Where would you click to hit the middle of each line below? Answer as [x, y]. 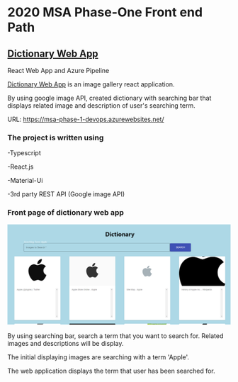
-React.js [21, 167]
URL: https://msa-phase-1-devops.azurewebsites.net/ [86, 119]
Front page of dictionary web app [66, 213]
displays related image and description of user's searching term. [102, 106]
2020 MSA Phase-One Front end [105, 12]
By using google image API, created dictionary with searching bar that [109, 98]
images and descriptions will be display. [66, 344]
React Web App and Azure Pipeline [58, 71]
